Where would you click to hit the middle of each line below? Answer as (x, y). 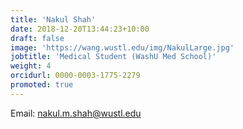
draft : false (37, 38)
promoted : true (42, 85)
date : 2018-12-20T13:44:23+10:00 (80, 29)
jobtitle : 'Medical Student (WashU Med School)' (113, 57)
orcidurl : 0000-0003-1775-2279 (75, 76)
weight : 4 (31, 66)
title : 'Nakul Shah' (53, 19)
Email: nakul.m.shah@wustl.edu (76, 113)
